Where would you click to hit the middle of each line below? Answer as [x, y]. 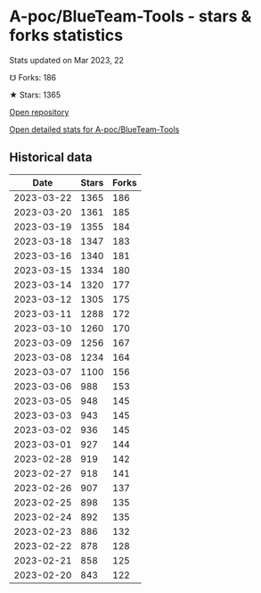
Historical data [51, 158]
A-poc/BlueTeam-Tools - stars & [130, 17]
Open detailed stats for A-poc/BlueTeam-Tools [94, 129]
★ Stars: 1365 [35, 95]
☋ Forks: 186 [33, 77]
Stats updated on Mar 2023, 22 [67, 60]
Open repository [39, 112]
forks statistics [66, 35]
